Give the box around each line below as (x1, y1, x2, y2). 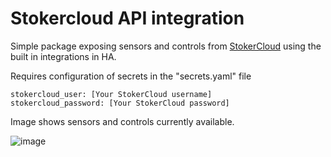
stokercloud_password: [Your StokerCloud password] (10, 98, 230, 108)
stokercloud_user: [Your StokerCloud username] (10, 89, 213, 99)
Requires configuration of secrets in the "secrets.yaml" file (10, 70, 252, 82)
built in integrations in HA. (10, 50, 117, 62)
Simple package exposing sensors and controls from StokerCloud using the (10, 40, 322, 52)
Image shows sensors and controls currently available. (10, 115, 235, 127)
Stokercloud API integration (10, 7, 245, 30)
